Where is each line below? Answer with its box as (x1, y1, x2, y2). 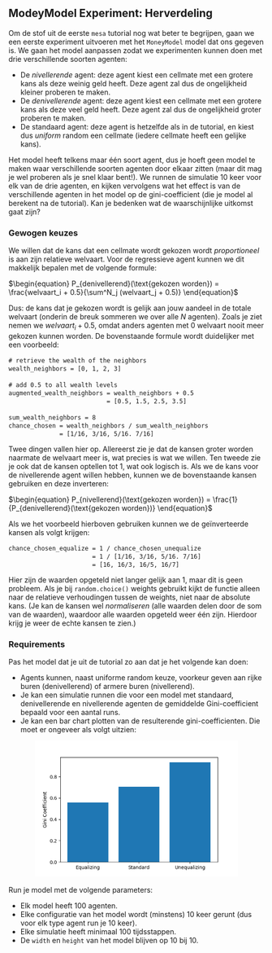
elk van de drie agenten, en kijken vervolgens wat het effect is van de (8, 181, 241, 191)
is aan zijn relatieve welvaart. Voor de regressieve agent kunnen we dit (8, 254, 245, 264)
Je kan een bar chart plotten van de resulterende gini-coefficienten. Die (19, 716, 261, 726)
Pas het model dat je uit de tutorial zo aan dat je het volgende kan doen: (8, 657, 249, 667)
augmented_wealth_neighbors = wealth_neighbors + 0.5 (8, 389, 195, 397)
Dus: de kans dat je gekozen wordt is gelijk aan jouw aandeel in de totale (8, 303, 252, 313)
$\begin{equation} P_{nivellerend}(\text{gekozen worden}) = (8, 494, 211, 504)
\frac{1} (212, 494, 238, 504)
